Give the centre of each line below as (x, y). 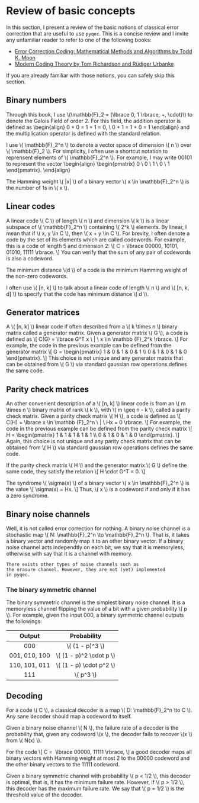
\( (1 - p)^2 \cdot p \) (86, 656)
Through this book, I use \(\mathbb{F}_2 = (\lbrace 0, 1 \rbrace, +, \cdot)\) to (99, 114)
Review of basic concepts (71, 11)
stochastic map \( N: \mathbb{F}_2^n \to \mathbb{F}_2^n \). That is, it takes (98, 535)
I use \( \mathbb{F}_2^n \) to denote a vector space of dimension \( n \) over (99, 145)
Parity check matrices (48, 389)
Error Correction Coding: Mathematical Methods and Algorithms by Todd (103, 51)
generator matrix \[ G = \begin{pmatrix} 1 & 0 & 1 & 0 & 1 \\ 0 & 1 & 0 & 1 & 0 (97, 352)
